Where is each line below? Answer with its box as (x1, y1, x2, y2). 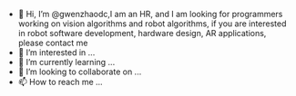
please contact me (17, 37, 88, 48)
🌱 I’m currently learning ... (17, 57, 116, 67)
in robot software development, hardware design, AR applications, (17, 28, 267, 38)
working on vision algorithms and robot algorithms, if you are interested (17, 18, 287, 29)
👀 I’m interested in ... (17, 47, 96, 58)
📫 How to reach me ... (17, 77, 103, 87)
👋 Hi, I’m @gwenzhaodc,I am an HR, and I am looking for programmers (17, 9, 283, 19)
